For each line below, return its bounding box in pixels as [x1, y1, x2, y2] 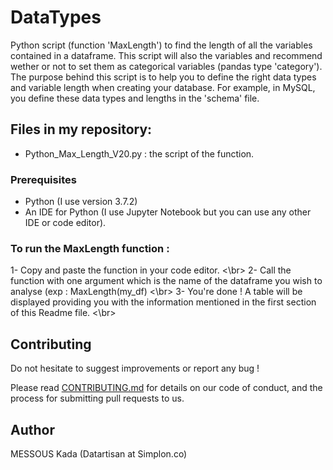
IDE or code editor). [24, 217, 107, 229]
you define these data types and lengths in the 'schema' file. [10, 92, 260, 104]
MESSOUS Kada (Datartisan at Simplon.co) [10, 447, 188, 460]
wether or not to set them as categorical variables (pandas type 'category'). [10, 60, 323, 72]
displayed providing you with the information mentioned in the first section [10, 296, 317, 308]
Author [10, 421, 55, 438]
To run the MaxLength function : [10, 241, 170, 255]
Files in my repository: [10, 121, 153, 138]
